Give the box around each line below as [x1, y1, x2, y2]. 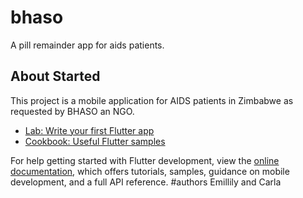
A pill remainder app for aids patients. [10, 39, 165, 51]
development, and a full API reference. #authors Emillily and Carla [10, 176, 282, 188]
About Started [10, 68, 101, 85]
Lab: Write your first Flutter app [24, 124, 155, 136]
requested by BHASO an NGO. [10, 105, 135, 117]
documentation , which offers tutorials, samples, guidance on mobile [10, 165, 290, 177]
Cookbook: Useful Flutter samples [24, 135, 166, 147]
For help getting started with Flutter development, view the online [10, 154, 280, 166]
